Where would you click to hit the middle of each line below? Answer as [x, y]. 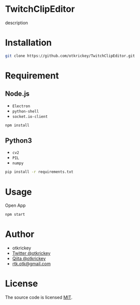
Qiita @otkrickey [29, 259]
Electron [21, 106]
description [17, 23]
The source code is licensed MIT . [39, 297]
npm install [17, 125]
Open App [15, 205]
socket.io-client [30, 116]
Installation [28, 43]
